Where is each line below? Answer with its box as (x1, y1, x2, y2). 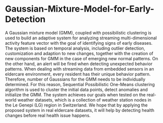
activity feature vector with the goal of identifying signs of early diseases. (5, 40, 153, 46)
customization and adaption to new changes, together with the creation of (5, 50, 154, 56)
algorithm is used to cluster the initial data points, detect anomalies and (5, 87, 148, 92)
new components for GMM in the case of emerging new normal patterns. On (5, 55, 158, 61)
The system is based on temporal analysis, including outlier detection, (5, 45, 145, 51)
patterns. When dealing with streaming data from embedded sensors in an (5, 66, 154, 71)
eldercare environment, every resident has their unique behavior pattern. (5, 71, 151, 77)
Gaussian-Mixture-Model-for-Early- (5, 3, 155, 15)
